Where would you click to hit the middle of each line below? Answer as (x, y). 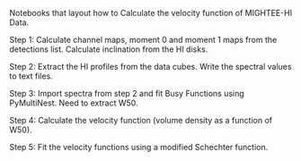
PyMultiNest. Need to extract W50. (74, 103)
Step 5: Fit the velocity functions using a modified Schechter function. (139, 147)
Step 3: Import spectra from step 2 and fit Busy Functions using (127, 93)
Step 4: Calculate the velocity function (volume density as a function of (141, 120)
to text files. (31, 76)
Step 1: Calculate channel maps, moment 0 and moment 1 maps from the (143, 40)
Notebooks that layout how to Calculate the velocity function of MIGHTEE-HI (151, 13)
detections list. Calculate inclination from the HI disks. (109, 49)
